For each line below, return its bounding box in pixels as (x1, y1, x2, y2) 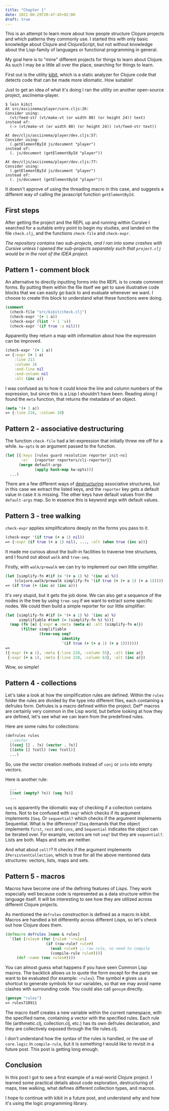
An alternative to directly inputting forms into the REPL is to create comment (5, 279, 163, 285)
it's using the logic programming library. (5, 1100, 88, 1106)
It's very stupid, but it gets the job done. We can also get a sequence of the (5, 592, 162, 598)
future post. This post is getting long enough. (5, 1046, 99, 1052)
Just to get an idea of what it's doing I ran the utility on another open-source (5, 87, 164, 93)
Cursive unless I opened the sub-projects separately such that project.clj (5, 246, 161, 252)
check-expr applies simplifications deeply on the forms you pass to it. (5, 525, 149, 531)
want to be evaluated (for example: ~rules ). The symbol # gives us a (5, 975, 147, 981)
